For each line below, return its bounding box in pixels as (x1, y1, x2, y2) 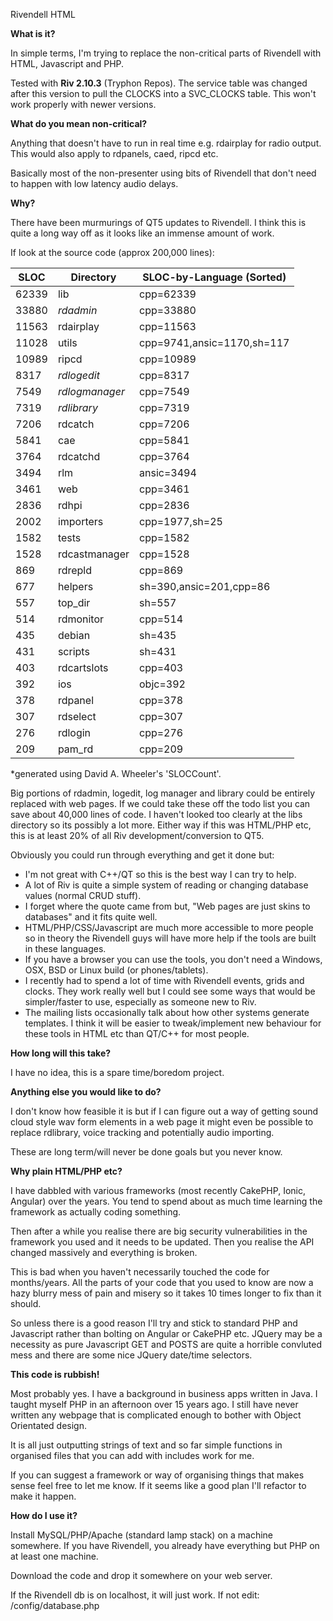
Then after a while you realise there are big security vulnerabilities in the (10, 1225, 308, 1237)
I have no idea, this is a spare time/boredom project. (10, 1067, 225, 1078)
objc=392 (139, 677, 186, 691)
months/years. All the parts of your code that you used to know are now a (10, 1277, 314, 1288)
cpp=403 (139, 661, 184, 674)
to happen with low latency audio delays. (10, 178, 179, 189)
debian (57, 629, 91, 642)
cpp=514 (139, 612, 184, 626)
